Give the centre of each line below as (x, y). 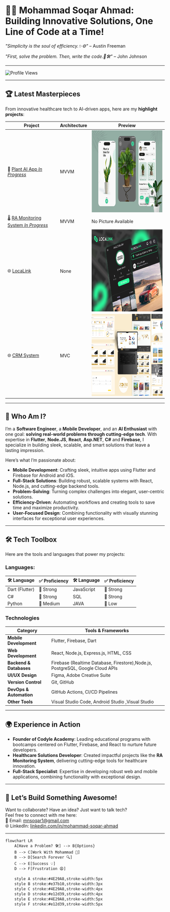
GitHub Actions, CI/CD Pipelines (84, 692)
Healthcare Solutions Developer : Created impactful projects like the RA (88, 755)
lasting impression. (25, 450)
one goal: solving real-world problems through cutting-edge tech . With (81, 434)
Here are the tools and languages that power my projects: (65, 554)
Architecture (74, 126)
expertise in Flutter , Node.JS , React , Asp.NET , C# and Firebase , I (75, 439)
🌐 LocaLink (19, 271)
